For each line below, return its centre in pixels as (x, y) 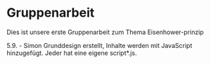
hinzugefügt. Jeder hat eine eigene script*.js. (72, 53)
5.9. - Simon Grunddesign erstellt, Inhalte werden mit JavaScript (100, 45)
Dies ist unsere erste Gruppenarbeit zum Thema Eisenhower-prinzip (105, 32)
